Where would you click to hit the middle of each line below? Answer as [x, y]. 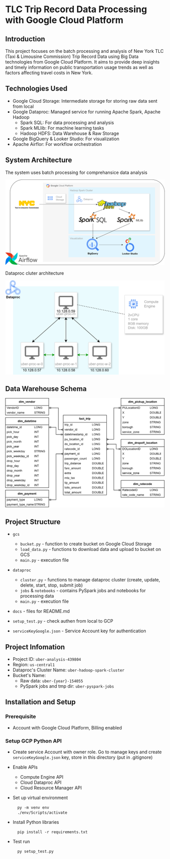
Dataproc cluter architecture [35, 273]
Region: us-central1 [34, 665]
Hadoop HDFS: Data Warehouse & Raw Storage [70, 133]
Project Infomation [35, 647]
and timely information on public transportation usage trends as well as [79, 67]
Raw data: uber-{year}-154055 [52, 681]
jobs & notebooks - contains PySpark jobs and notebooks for [83, 591]
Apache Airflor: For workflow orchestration [57, 144]
